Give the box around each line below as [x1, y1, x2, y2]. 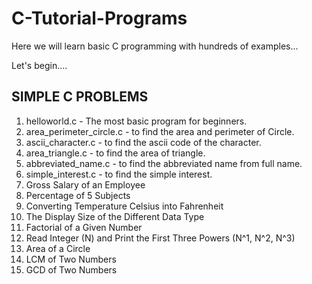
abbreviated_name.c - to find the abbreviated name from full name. [25, 157, 303, 169]
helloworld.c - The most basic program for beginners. [25, 115, 248, 127]
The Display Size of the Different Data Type [25, 210, 205, 222]
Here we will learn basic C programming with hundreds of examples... [11, 40, 299, 52]
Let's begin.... [11, 59, 68, 71]
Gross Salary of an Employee [25, 178, 146, 191]
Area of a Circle [25, 242, 91, 254]
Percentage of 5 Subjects [25, 189, 131, 201]
